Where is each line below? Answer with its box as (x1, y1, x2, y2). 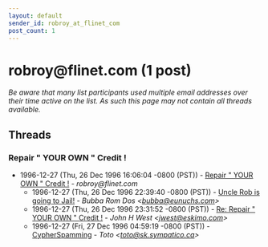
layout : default (8, 11, 63, 20)
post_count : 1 (8, 26, 56, 34)
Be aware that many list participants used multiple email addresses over (8, 87, 249, 97)
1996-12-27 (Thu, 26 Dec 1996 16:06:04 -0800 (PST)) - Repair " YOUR (19, 170, 254, 180)
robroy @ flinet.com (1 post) (8, 61, 192, 79)
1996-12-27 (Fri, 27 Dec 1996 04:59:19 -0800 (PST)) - (31, 221, 210, 231)
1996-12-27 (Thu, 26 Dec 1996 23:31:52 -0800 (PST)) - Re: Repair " (31, 204, 256, 213)
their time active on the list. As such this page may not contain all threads (8, 96, 253, 106)
